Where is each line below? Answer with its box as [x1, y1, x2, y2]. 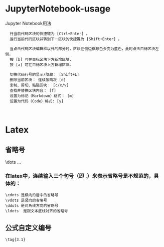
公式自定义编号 [5, 223, 52, 232]
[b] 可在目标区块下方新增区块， [16, 57, 74, 62]
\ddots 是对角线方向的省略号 [5, 203, 59, 208]
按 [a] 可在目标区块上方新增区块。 [10, 62, 74, 67]
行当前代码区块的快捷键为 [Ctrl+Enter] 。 [10, 31, 90, 36]
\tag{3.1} [5, 237, 26, 242]
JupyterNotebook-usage [5, 3, 111, 15]
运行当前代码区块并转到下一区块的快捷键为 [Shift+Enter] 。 [10, 36, 122, 42]
